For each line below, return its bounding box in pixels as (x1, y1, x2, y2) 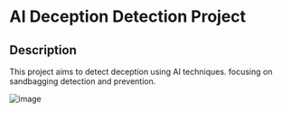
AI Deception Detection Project (9, 6, 247, 27)
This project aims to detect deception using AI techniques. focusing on (9, 66, 273, 77)
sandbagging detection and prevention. (9, 76, 156, 87)
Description (9, 42, 77, 58)
